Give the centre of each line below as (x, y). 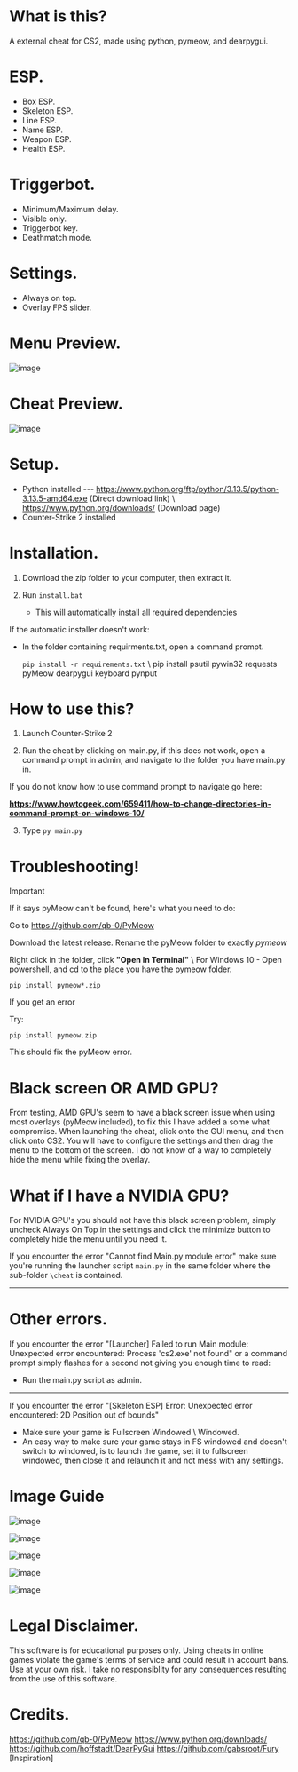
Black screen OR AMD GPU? (114, 1088)
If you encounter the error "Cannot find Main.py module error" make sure (143, 1256)
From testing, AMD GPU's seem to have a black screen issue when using (142, 1113)
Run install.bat (52, 595)
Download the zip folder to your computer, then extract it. (127, 577)
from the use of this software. (63, 1679)
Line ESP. (39, 120)
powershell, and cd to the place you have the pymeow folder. (121, 969)
